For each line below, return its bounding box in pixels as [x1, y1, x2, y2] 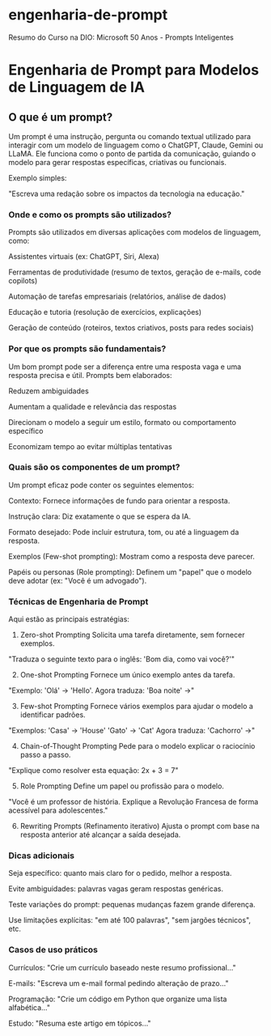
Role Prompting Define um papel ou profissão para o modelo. [19, 781, 225, 791]
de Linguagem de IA [8, 79, 146, 96]
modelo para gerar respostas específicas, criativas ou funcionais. [8, 157, 227, 167]
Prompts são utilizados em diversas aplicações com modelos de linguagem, [8, 227, 261, 237]
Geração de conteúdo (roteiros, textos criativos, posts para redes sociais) [8, 323, 254, 333]
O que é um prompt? [8, 110, 113, 124]
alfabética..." [8, 1002, 51, 1013]
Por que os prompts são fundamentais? [8, 343, 167, 355]
